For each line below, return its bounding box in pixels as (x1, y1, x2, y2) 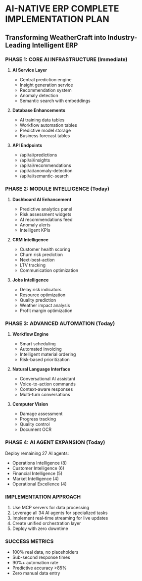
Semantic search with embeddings (19, 98, 91, 104)
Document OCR (19, 426, 52, 432)
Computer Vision (12, 401, 48, 407)
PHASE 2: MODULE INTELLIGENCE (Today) (5, 185, 110, 192)
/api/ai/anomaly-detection (19, 167, 73, 173)
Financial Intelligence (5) (12, 470, 63, 476)
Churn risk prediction (19, 252, 63, 258)
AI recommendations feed (19, 216, 73, 223)
